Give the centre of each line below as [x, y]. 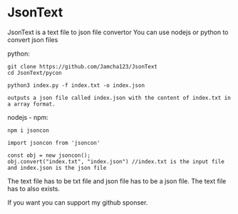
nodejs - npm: [28, 117]
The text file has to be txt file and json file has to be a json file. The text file [117, 181]
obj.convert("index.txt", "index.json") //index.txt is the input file [116, 161]
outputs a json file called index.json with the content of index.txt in [119, 98]
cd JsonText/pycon [35, 73]
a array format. [31, 104]
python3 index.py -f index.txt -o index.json [76, 85]
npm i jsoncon [29, 130]
